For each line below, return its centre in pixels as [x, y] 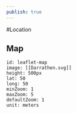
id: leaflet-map [27, 63]
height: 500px [24, 73]
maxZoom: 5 [20, 95]
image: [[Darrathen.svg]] [39, 68]
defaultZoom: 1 [25, 100]
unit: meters [23, 105]
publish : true [24, 12]
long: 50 [17, 84]
